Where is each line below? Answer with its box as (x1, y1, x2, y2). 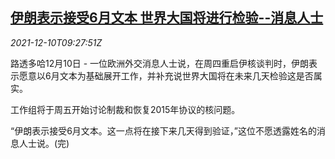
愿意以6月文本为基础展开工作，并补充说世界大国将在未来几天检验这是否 (18, 69, 314, 82)
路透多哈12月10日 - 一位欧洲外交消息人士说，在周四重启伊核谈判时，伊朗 (10, 57, 310, 69)
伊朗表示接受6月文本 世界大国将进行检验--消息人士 (10, 9, 324, 27)
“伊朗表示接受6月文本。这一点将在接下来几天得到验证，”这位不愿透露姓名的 (10, 124, 318, 137)
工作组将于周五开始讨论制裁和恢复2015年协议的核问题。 (10, 103, 241, 115)
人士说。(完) (18, 137, 70, 149)
